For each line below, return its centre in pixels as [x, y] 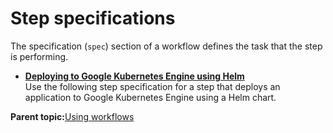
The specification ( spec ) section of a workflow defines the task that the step [166, 46]
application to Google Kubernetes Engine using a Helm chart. [150, 97]
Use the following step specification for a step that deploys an [152, 86]
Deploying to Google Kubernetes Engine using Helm [134, 76]
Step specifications [93, 18]
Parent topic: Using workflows [72, 116]
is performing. [39, 56]
